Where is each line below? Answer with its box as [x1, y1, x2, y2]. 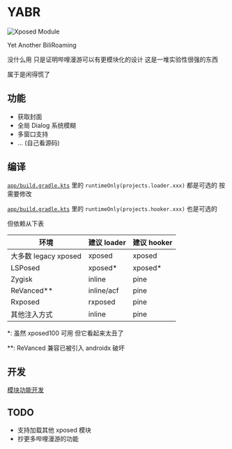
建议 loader [88, 237, 127, 247]
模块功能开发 [7, 385, 44, 395]
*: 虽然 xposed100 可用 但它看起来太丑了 [7, 329, 124, 337]
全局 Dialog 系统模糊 [17, 121, 77, 129]
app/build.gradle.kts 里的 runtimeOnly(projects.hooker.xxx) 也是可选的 [7, 204, 218, 213]
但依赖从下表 [7, 219, 44, 228]
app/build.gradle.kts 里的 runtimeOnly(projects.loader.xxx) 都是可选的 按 [7, 181, 226, 189]
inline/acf [88, 286, 119, 295]
